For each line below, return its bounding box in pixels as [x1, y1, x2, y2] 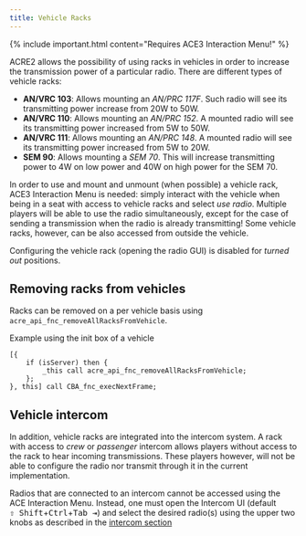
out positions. [9, 255, 61, 266]
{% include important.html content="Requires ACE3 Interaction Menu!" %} [9, 38, 290, 49]
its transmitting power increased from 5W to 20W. [22, 142, 211, 152]
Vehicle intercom [9, 407, 109, 423]
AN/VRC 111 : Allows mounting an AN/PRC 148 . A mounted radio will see [22, 131, 292, 142]
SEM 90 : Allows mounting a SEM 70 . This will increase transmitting [22, 152, 276, 163]
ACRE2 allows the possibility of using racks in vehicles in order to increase [9, 56, 290, 67]
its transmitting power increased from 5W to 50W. [22, 122, 210, 133]
